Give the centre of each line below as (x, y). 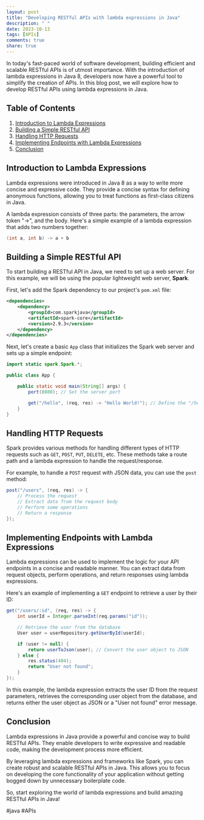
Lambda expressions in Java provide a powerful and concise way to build (98, 736)
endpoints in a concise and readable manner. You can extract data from (96, 568)
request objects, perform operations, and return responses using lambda (97, 575)
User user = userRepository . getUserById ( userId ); (81, 633)
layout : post (23, 12)
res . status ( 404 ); (50, 661)
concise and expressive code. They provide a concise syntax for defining (98, 189)
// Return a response (44, 513)
